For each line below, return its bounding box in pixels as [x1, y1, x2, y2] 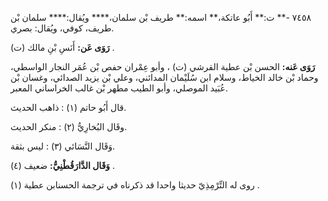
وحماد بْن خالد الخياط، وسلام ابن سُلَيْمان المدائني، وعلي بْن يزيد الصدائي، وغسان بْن [10, 72, 319, 83]
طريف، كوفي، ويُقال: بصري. [10, 22, 115, 34]
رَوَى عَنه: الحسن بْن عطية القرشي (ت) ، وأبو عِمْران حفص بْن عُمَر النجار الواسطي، [10, 61, 316, 72]
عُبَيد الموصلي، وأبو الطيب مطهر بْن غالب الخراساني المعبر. [10, 82, 228, 94]
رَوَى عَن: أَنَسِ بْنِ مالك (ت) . [10, 42, 115, 53]
